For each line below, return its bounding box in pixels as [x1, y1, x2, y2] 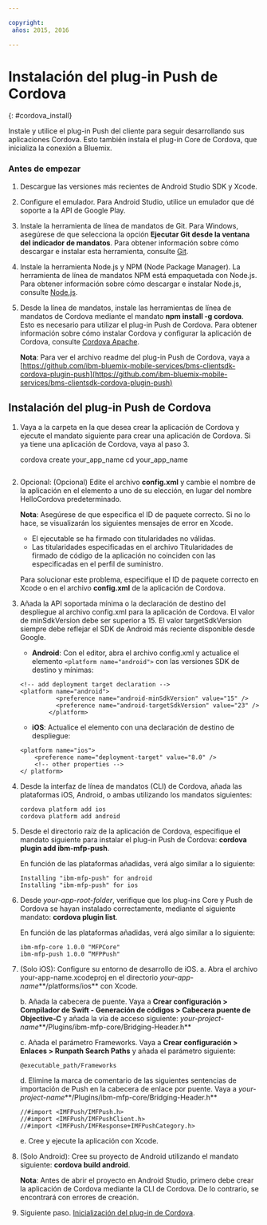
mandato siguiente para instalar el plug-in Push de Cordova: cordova [19, 834, 247, 844]
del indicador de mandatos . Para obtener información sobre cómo [19, 237, 239, 248]
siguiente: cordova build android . [19, 1159, 131, 1169]
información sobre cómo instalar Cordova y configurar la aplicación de [19, 328, 253, 338]
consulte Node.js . [19, 287, 78, 296]
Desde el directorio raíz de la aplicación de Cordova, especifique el [19, 826, 241, 836]
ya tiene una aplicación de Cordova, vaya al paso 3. [19, 439, 190, 448]
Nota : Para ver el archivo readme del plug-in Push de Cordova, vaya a [19, 352, 250, 362]
